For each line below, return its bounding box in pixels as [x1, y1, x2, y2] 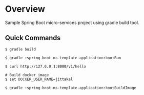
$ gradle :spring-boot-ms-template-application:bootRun [5, 55, 121, 60]
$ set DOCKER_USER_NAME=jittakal [5, 77, 73, 82]
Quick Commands [5, 34, 61, 42]
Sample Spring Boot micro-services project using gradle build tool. [5, 20, 139, 25]
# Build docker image [5, 72, 49, 77]
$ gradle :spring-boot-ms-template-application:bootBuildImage [5, 85, 137, 90]
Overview [5, 3, 45, 15]
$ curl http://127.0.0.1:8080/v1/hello [5, 64, 86, 69]
